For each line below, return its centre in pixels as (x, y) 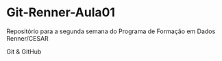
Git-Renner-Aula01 (61, 13)
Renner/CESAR (27, 38)
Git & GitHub (24, 52)
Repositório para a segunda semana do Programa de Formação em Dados (111, 31)
